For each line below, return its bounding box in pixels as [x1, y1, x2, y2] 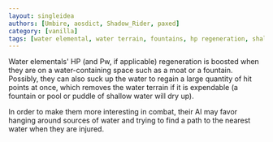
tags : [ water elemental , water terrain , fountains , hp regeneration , [8, 34, 249, 43]
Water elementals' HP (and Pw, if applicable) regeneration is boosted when [8, 57, 260, 67]
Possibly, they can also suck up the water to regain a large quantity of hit [8, 74, 252, 84]
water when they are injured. [8, 124, 104, 134]
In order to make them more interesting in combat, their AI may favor [8, 107, 238, 117]
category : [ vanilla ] [8, 27, 79, 35]
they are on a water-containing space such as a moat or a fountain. [8, 66, 233, 75]
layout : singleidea [8, 11, 75, 20]
